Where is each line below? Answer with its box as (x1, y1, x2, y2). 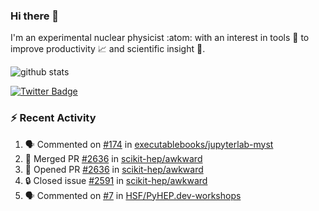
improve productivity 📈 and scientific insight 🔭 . (10, 43, 206, 55)
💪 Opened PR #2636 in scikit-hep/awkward (24, 163, 204, 175)
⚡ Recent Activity (10, 111, 97, 125)
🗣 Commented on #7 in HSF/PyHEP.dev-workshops (24, 189, 242, 201)
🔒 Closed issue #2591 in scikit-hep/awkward (24, 174, 208, 186)
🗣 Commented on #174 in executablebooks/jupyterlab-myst (24, 138, 274, 150)
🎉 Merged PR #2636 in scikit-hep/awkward (24, 152, 203, 164)
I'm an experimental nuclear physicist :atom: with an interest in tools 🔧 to (10, 32, 310, 44)
